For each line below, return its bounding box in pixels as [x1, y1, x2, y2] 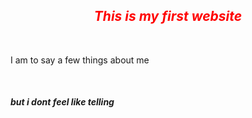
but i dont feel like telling [10, 96, 115, 108]
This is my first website [93, 8, 243, 25]
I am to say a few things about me [10, 54, 150, 66]
